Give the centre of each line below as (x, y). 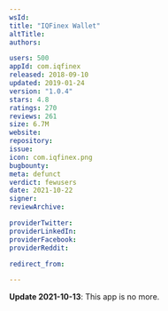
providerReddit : (39, 248)
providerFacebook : (43, 239)
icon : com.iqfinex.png (51, 157)
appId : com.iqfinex (45, 67)
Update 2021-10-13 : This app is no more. (84, 297)
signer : (23, 199)
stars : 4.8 (29, 100)
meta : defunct (35, 174)
